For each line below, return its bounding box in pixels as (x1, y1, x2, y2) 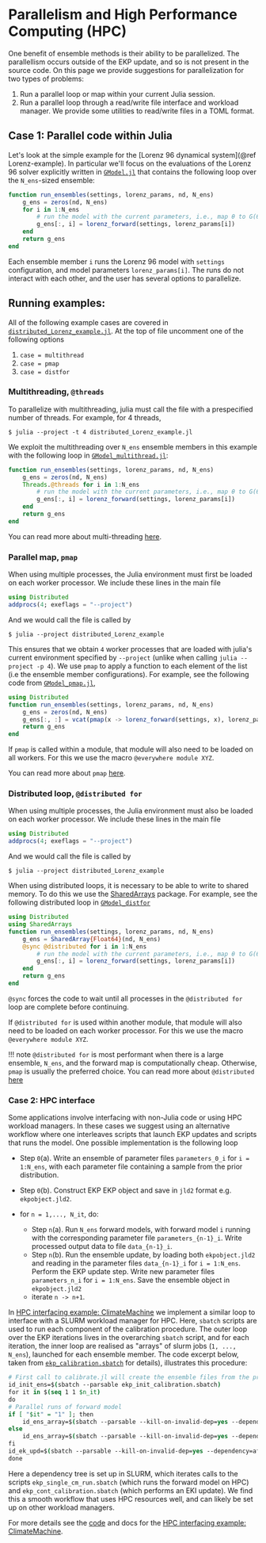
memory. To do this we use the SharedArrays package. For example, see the (8, 890, 258, 899)
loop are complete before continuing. (8, 1001, 129, 1012)
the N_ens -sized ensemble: (8, 175, 95, 185)
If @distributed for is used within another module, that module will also (8, 1017, 243, 1027)
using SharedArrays (8, 921, 73, 928)
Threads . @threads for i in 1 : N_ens (22, 481, 140, 488)
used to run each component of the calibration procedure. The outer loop (8, 1324, 248, 1334)
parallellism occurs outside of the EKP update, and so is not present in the (8, 57, 249, 67)
